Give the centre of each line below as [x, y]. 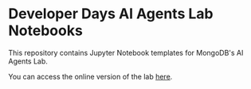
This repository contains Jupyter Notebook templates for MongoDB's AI [126, 52]
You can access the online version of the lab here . [90, 76]
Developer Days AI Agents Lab [111, 14]
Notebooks [46, 31]
